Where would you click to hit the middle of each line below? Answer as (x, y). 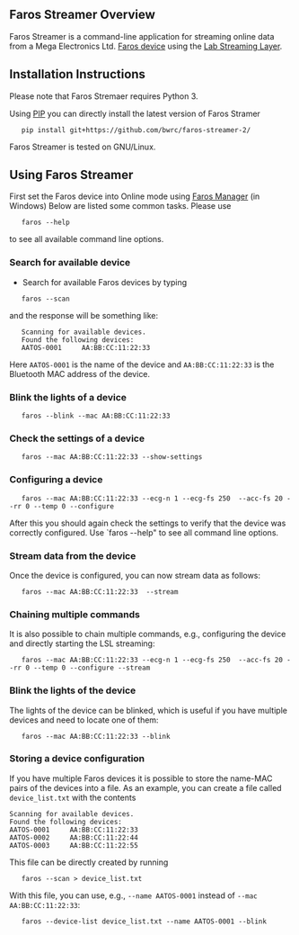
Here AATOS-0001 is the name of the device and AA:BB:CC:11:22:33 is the (142, 364)
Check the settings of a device (77, 438)
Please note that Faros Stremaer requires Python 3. (104, 96)
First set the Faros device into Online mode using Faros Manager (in (135, 196)
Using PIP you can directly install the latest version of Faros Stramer (135, 113)
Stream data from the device (73, 555)
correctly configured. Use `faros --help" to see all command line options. (144, 532)
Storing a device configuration (77, 759)
